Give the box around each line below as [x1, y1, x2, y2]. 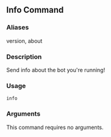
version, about [6, 37, 43, 45]
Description [6, 52, 42, 61]
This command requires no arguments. [6, 124, 104, 131]
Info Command [6, 5, 64, 15]
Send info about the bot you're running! [6, 66, 106, 73]
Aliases [6, 23, 29, 32]
